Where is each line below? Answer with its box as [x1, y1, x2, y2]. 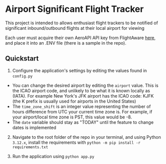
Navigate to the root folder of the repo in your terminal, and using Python [12, 134, 161, 140]
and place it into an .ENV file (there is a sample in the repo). [5, 40, 126, 46]
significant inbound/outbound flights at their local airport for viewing [5, 25, 145, 31]
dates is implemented [12, 124, 56, 130]
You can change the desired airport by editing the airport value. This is [12, 82, 159, 88]
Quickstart [5, 55, 39, 63]
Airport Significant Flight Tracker [5, 3, 144, 15]
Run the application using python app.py [12, 153, 95, 159]
